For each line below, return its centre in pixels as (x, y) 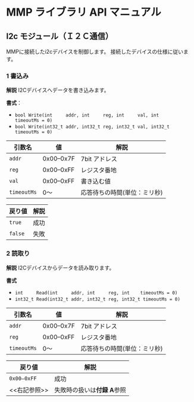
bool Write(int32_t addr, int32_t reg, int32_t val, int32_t (92, 127)
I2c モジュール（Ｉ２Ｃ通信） (60, 36)
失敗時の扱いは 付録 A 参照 (90, 390)
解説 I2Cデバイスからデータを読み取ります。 (60, 268)
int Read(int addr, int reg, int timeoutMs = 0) (96, 293)
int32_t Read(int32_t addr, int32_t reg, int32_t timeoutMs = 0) (97, 299)
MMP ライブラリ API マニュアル (84, 12)
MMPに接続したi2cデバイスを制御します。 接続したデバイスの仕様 (87, 52)
